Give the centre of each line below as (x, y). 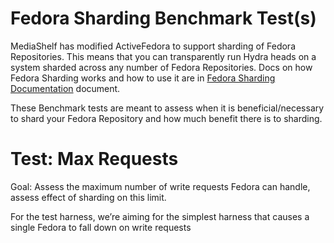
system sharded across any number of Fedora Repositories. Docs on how (161, 67)
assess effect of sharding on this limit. (88, 197)
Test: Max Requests (94, 159)
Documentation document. (65, 88)
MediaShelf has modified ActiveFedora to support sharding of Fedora (153, 46)
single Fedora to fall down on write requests (101, 227)
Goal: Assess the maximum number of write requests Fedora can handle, (160, 186)
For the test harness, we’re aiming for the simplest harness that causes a (160, 216)
